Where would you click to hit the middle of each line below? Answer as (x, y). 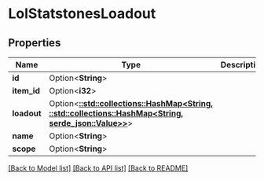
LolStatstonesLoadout (82, 14)
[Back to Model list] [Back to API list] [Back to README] (98, 168)
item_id (26, 91)
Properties (35, 43)
